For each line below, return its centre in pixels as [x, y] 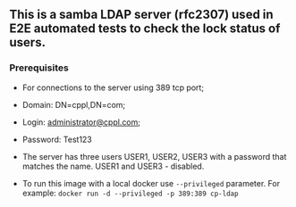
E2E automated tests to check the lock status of [145, 29]
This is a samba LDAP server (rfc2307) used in [142, 15]
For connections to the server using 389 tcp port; [113, 87]
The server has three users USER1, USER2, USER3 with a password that [154, 156]
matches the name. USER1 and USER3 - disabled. [113, 166]
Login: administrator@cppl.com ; [81, 122]
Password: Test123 [57, 139]
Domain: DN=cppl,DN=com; [74, 104]
